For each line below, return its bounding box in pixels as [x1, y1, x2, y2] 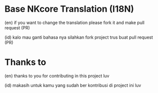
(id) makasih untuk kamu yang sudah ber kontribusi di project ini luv [4, 82, 141, 88]
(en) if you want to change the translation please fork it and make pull [4, 20, 145, 25]
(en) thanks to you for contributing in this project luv [4, 72, 110, 79]
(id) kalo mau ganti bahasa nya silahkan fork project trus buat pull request [4, 34, 153, 40]
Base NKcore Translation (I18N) [4, 3, 134, 15]
